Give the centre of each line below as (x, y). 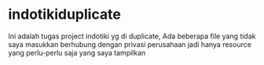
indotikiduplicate (65, 14)
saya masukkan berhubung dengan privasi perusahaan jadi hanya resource (130, 44)
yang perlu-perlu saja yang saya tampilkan (77, 52)
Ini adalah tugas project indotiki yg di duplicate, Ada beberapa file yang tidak (132, 36)
